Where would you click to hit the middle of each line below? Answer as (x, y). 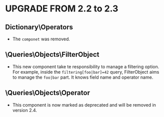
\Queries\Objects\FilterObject (52, 55)
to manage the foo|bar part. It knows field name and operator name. (83, 77)
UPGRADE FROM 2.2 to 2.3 (62, 9)
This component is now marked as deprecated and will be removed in (84, 105)
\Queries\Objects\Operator (47, 93)
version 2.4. (25, 110)
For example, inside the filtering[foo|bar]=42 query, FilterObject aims (86, 72)
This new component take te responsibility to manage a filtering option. (86, 66)
